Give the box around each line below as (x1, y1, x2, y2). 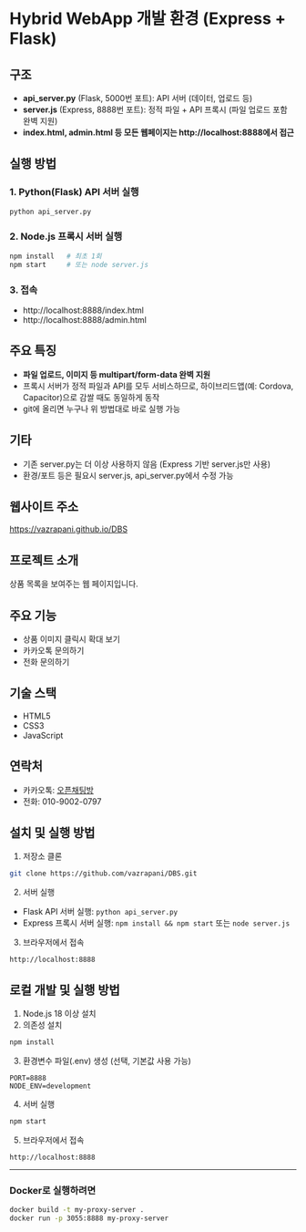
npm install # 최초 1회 (9, 252, 102, 261)
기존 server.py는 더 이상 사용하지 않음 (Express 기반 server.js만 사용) (22, 458, 271, 470)
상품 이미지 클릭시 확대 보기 (22, 633, 121, 644)
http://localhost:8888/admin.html (22, 314, 148, 325)
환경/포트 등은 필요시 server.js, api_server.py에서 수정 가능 (22, 470, 234, 481)
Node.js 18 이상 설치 (22, 1009, 97, 1020)
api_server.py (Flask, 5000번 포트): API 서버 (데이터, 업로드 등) (22, 93, 253, 103)
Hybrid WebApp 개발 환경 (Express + (9, 8, 287, 29)
